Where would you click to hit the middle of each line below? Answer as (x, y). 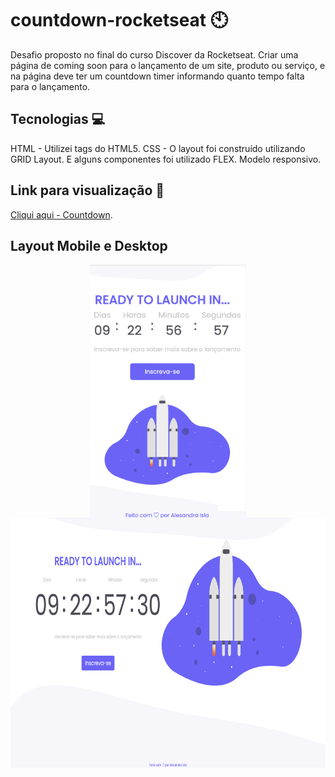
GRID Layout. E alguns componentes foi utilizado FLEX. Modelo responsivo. (166, 159)
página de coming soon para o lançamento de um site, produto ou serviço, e (168, 65)
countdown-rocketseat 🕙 (119, 20)
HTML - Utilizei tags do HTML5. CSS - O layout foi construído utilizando (158, 148)
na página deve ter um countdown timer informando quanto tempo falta (157, 76)
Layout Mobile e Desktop (89, 245)
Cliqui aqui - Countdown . (61, 214)
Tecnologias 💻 (58, 119)
